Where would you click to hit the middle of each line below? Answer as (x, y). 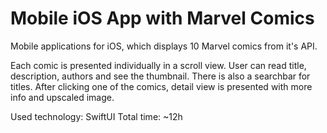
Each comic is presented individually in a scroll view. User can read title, (158, 65)
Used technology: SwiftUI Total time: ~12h (96, 116)
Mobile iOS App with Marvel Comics (162, 18)
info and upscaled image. (62, 97)
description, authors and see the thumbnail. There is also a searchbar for (160, 76)
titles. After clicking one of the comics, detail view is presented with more (161, 86)
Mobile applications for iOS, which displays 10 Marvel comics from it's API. (164, 46)
